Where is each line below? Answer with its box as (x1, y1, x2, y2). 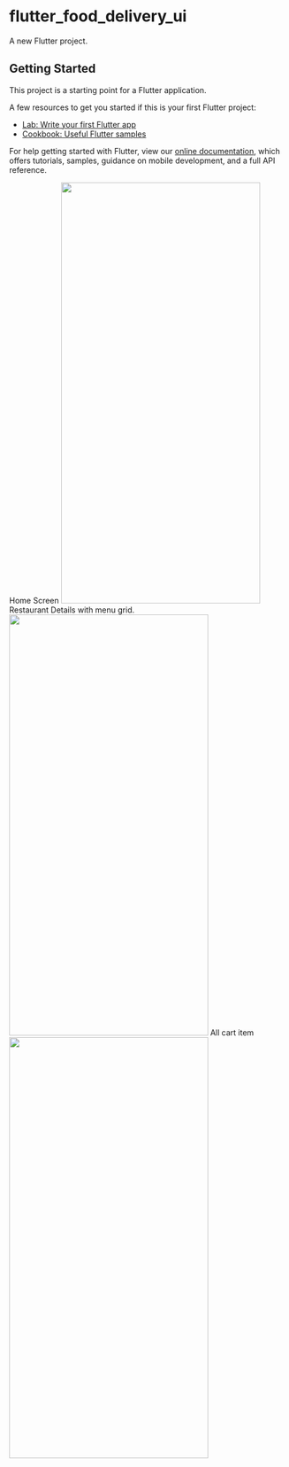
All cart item (209, 1026, 255, 1038)
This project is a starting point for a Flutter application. (9, 84, 207, 95)
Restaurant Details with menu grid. (9, 605, 135, 615)
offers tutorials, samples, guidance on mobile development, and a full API (9, 155, 276, 166)
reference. (9, 164, 47, 175)
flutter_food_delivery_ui (9, 6, 187, 27)
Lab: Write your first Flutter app (21, 119, 137, 129)
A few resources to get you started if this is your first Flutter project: (9, 102, 256, 113)
